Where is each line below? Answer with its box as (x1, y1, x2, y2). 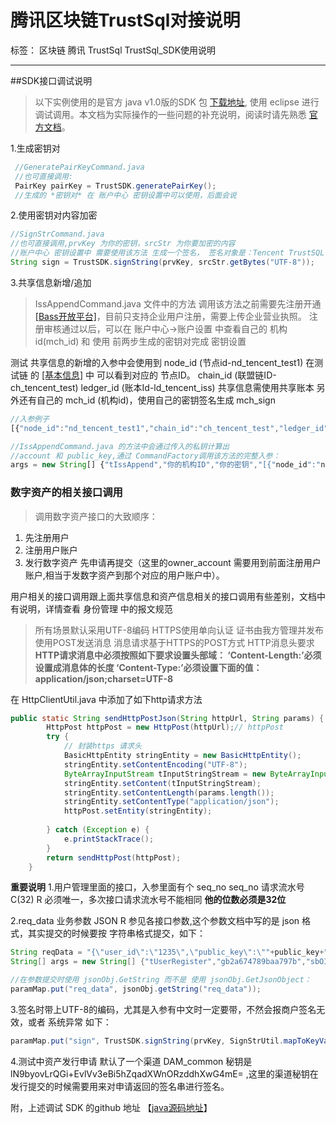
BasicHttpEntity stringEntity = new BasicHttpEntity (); (63, 751, 302, 761)
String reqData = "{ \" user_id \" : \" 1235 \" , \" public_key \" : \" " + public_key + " (10, 947, 329, 958)
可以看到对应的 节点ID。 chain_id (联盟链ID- (96, 369, 277, 381)
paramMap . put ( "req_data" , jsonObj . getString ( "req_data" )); (10, 984, 262, 995)
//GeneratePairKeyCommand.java (14, 162, 145, 172)
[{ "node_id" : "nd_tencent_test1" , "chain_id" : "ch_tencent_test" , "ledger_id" (10, 423, 329, 433)
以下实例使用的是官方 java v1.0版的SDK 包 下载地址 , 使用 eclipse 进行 (34, 96, 320, 108)
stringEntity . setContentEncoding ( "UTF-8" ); (63, 759, 248, 770)
